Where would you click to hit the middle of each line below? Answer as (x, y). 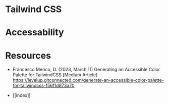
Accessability (35, 33)
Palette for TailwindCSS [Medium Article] (55, 75)
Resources (28, 55)
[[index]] (21, 95)
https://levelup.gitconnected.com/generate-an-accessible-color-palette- (88, 80)
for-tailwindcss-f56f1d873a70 (43, 86)
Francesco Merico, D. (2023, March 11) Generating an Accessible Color (86, 70)
